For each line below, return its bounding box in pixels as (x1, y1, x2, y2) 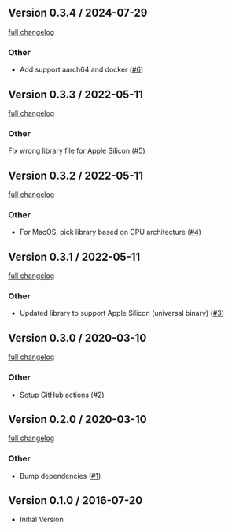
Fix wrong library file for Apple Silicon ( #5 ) (8, 146, 145, 156)
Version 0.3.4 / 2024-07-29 (8, 6, 148, 20)
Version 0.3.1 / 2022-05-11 (8, 250, 141, 263)
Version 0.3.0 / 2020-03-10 (8, 331, 147, 345)
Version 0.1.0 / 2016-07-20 (8, 494, 143, 507)
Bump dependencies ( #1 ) (19, 471, 101, 480)
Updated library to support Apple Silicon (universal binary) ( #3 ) (19, 309, 225, 318)
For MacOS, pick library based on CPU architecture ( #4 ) (19, 228, 202, 237)
